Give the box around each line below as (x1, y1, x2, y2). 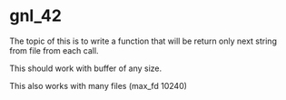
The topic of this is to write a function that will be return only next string (9, 35, 277, 46)
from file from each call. (9, 45, 99, 55)
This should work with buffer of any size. (9, 63, 163, 74)
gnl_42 (9, 5, 62, 26)
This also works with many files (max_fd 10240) (9, 80, 188, 91)
